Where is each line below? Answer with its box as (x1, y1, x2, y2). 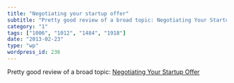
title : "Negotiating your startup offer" (7, 10, 130, 17)
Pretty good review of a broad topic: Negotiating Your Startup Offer (7, 67, 200, 76)
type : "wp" (7, 42, 39, 49)
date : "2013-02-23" (7, 36, 64, 43)
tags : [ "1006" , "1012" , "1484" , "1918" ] (7, 29, 127, 37)
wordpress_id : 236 (7, 49, 61, 56)
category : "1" (7, 23, 49, 30)
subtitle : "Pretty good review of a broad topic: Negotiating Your (7, 17, 208, 24)
